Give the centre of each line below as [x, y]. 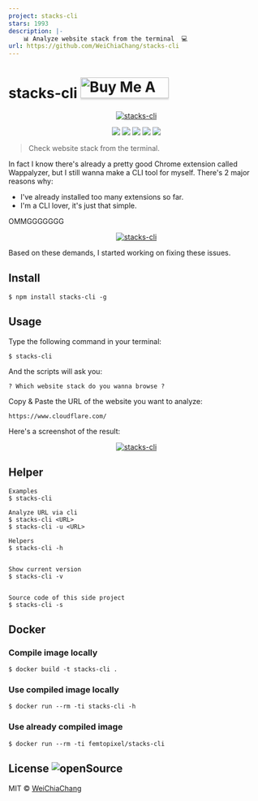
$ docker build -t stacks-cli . [63, 670]
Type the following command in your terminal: [85, 341]
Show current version [45, 569]
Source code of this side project [67, 597]
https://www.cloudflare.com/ [58, 416]
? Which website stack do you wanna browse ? [86, 386]
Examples [23, 491]
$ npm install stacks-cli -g [58, 297]
